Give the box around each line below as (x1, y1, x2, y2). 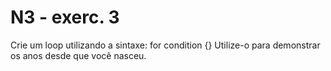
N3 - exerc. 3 (10, 6, 120, 29)
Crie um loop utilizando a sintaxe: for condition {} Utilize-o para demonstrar (10, 39, 321, 51)
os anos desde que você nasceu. (10, 49, 147, 61)
